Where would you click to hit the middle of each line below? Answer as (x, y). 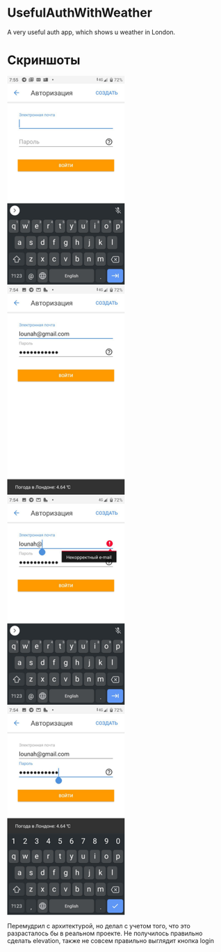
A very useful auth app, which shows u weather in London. (91, 32)
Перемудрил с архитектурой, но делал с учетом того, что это (99, 926)
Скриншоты (44, 60)
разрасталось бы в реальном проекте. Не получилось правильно (105, 933)
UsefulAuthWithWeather (80, 13)
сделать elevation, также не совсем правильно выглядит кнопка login (110, 940)
